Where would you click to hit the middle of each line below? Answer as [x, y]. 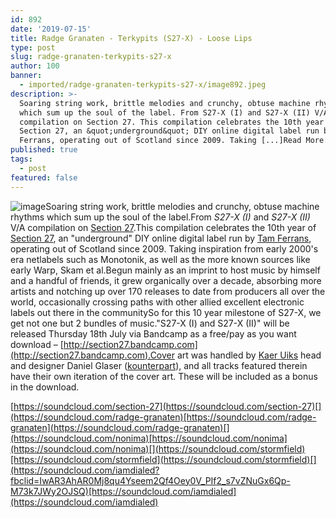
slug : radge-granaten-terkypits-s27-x [91, 57]
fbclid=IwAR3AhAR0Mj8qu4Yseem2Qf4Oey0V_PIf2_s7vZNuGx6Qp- [150, 480]
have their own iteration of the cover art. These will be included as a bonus [164, 376]
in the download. [45, 387]
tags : [21, 159]
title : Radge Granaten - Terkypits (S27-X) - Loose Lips [131, 38]
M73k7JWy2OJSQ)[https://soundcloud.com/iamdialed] [123, 491]
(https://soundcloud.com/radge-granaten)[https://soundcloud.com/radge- [163, 417]
